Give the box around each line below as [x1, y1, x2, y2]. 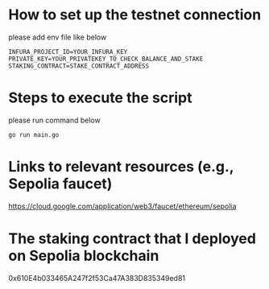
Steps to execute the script [8, 89, 192, 107]
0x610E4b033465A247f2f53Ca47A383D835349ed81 [8, 273, 186, 283]
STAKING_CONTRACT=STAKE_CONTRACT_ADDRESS [8, 62, 150, 70]
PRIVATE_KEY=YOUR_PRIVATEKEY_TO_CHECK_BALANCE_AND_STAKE [8, 55, 204, 63]
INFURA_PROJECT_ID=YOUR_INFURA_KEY [8, 47, 128, 56]
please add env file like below [8, 32, 107, 42]
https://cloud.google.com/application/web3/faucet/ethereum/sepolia [8, 201, 237, 211]
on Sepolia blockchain [8, 247, 159, 265]
